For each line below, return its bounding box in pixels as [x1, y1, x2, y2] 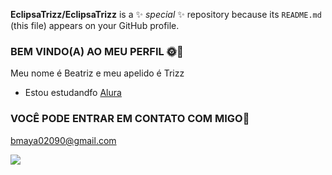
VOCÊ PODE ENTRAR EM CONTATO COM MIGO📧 [10, 112, 250, 126]
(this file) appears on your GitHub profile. [10, 20, 180, 31]
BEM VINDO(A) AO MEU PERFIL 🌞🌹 [10, 44, 184, 58]
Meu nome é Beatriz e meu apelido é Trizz [10, 67, 185, 79]
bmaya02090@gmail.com [10, 134, 117, 146]
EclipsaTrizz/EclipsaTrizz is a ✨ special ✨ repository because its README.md [10, 9, 322, 20]
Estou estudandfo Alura [24, 87, 122, 99]
